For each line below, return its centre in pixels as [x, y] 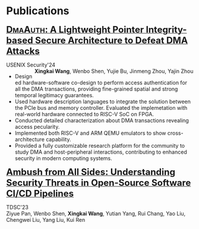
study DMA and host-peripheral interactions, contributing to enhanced [101, 152]
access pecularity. [37, 126]
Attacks [23, 51]
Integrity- [166, 29]
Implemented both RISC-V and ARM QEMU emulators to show [90, 133]
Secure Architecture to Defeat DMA [111, 40]
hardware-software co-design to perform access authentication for [105, 82]
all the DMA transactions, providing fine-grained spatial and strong [96, 89]
